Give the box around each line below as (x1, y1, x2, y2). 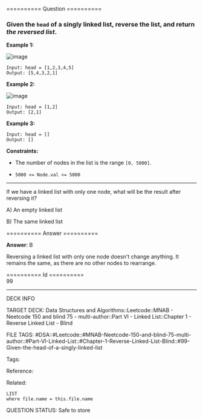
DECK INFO (6, 295, 35, 302)
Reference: (6, 368, 34, 375)
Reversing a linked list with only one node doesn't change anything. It (6, 253, 179, 260)
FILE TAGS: (6, 331, 34, 339)
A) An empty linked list (6, 206, 63, 214)
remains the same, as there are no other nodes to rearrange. (6, 260, 156, 267)
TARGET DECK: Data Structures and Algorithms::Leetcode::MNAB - (6, 307, 173, 314)
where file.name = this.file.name (6, 396, 94, 402)
